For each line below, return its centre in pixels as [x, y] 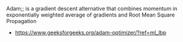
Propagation [22, 21]
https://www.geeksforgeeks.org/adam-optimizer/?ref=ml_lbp [91, 33]
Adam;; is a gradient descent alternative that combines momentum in [92, 9]
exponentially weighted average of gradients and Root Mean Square [91, 15]
